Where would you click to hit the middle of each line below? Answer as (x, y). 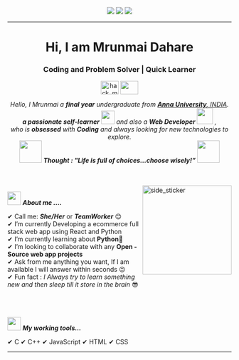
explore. (119, 137)
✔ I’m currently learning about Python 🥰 (65, 239)
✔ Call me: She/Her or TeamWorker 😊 (65, 216)
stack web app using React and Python (65, 232)
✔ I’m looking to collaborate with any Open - (72, 247)
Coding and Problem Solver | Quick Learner (119, 70)
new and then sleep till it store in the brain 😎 (73, 285)
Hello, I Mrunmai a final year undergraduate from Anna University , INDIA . (119, 105)
